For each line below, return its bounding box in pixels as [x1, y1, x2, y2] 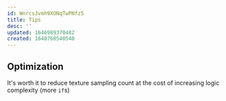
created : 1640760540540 [7, 35, 75, 42]
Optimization [7, 61, 64, 72]
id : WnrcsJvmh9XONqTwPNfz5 [7, 10, 84, 17]
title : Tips [7, 16, 41, 23]
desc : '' [7, 23, 32, 29]
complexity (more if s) [7, 86, 70, 94]
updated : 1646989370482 [7, 29, 75, 36]
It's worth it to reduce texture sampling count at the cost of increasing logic [7, 78, 220, 87]
